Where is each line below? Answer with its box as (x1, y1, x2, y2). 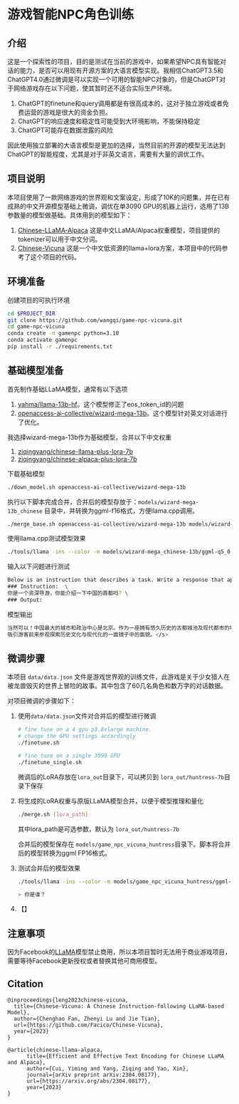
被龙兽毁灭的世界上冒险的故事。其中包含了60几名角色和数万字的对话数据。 (7, 682, 228, 690)
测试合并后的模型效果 (17, 863, 80, 873)
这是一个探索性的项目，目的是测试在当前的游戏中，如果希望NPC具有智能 (7, 58, 221, 66)
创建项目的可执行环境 (7, 296, 70, 304)
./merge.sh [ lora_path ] (17, 811, 89, 818)
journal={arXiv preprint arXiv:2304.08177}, (26, 1071, 161, 1078)
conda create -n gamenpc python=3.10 (7, 330, 119, 337)
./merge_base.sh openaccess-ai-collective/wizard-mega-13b (7, 521, 186, 528)
